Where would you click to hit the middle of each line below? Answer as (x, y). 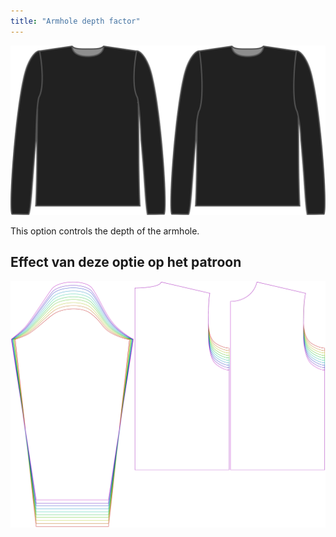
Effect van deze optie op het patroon (126, 262)
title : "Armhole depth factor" (75, 21)
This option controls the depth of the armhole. (105, 231)
